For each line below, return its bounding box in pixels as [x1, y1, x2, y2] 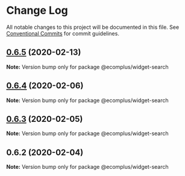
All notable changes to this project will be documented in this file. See [6, 23, 180, 31]
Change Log [6, 4, 68, 17]
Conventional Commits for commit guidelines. [6, 29, 119, 37]
